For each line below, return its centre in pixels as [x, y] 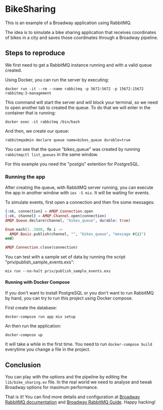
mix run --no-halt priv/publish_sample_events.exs [58, 271]
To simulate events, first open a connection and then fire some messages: [80, 202]
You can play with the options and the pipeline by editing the [66, 377]
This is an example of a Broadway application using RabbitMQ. [68, 23]
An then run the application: [33, 326]
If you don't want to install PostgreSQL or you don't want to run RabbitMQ [80, 293]
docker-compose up [24, 335]
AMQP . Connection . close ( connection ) [41, 248]
